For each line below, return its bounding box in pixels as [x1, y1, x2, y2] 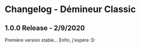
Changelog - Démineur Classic [5, 4, 136, 15]
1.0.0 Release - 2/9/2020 [5, 24, 85, 32]
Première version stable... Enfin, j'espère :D [5, 37, 95, 43]
